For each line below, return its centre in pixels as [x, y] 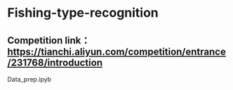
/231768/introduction [55, 62]
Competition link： [49, 40]
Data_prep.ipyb [29, 79]
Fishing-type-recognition [83, 13]
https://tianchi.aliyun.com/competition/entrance [116, 51]
